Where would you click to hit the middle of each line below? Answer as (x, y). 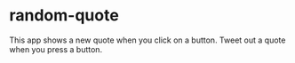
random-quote (64, 16)
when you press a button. (56, 49)
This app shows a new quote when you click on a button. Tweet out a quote (147, 40)
